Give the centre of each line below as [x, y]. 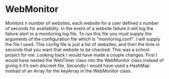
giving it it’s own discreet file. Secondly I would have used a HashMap [77, 65]
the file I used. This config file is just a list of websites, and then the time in [82, 44]
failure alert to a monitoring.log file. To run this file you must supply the [78, 33]
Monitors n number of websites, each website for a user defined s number [82, 23]
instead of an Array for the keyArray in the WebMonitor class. [69, 70]
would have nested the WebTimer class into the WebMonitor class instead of [84, 60]
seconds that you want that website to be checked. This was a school [77, 49]
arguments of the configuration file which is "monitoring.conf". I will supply [83, 39]
